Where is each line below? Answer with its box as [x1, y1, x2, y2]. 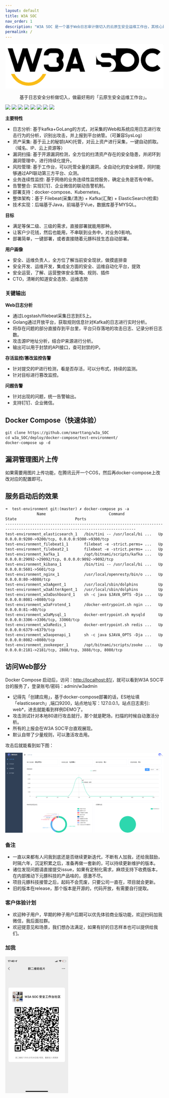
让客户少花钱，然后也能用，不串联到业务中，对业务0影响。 [12, 229, 135, 235]
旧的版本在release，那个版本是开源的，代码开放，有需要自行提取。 [12, 885, 152, 891]
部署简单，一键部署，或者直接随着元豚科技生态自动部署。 [12, 235, 132, 241]
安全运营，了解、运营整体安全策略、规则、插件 [12, 270, 110, 276]
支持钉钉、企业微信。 [12, 400, 57, 406]
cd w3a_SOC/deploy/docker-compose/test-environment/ [5, 435, 118, 440]
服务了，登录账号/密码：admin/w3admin [14, 683, 98, 689]
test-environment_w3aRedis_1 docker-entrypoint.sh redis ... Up [5, 622, 163, 627]
